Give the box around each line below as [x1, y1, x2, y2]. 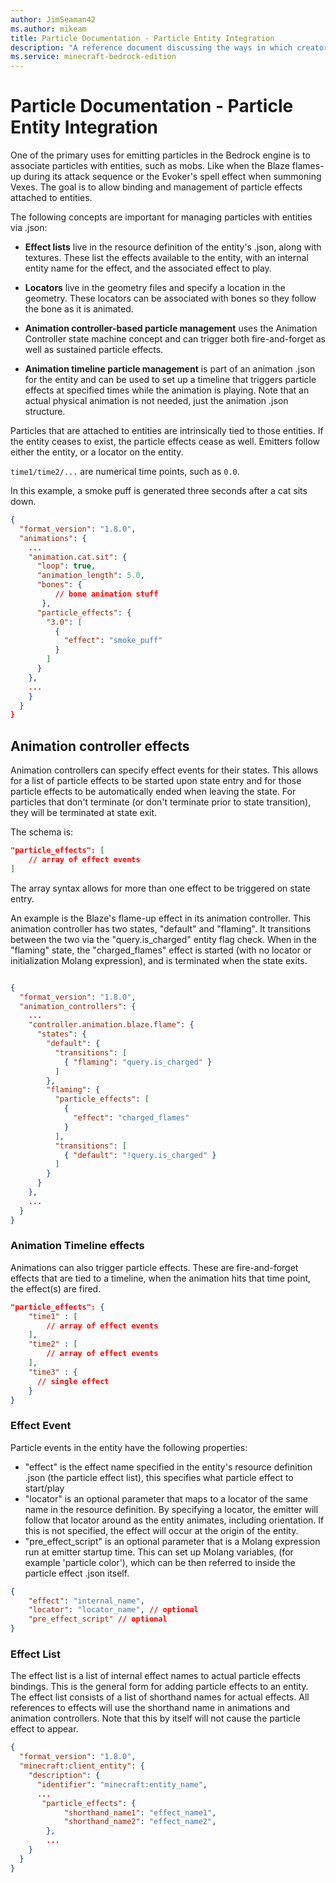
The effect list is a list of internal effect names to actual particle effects [10, 1670, 302, 1682]
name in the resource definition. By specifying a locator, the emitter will [24, 1503, 319, 1515]
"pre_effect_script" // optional [28, 1614, 168, 1625]
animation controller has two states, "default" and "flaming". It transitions [10, 922, 312, 935]
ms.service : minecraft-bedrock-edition [10, 52, 177, 62]
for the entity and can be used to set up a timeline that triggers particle [24, 374, 317, 386]
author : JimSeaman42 [10, 14, 97, 25]
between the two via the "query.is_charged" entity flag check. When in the [10, 933, 317, 945]
